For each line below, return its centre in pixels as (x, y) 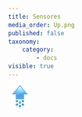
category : (38, 50)
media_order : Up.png (42, 25)
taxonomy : (24, 42)
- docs (47, 58)
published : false (36, 33)
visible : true (31, 67)
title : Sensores (34, 16)
